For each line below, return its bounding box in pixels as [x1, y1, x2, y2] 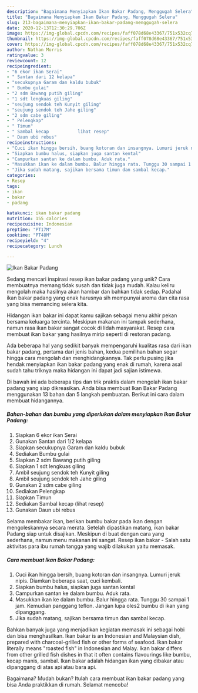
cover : [6, 42, 23, 48]
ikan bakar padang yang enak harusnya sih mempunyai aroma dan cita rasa [6, 294, 190, 301]
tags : [6, 183, 20, 189]
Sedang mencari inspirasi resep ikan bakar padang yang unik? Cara [6, 275, 170, 282]
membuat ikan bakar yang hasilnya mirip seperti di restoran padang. [6, 331, 172, 338]
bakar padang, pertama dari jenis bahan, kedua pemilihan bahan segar [6, 348, 178, 355]
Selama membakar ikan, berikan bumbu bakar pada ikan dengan [6, 518, 163, 525]
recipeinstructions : [6, 139, 58, 146]
